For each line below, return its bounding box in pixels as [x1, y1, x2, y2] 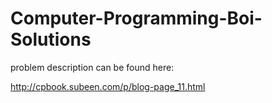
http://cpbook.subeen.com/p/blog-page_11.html [10, 80, 206, 92]
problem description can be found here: [10, 61, 175, 73]
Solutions [10, 28, 92, 51]
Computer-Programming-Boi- [10, 7, 263, 30]
